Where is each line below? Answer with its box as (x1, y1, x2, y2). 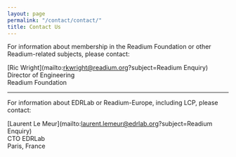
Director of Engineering (7, 71, 75, 79)
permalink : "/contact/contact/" (7, 17, 102, 24)
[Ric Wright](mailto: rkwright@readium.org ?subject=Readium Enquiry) (7, 64, 209, 72)
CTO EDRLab (7, 135, 46, 143)
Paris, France (7, 142, 46, 151)
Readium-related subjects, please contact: (7, 50, 130, 58)
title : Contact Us (7, 23, 61, 30)
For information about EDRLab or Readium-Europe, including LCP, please (7, 99, 218, 107)
